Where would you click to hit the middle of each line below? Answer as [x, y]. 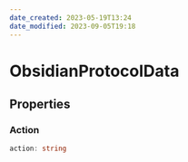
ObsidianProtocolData [94, 71]
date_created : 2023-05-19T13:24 [70, 18]
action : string [38, 149]
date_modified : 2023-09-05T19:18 [73, 26]
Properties [40, 105]
